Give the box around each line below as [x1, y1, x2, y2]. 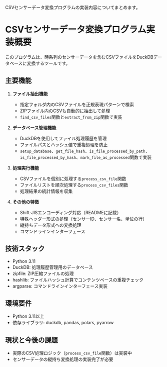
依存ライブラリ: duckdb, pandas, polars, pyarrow [12, 320, 114, 326]
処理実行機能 [12, 165, 39, 171]
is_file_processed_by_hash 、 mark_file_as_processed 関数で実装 [19, 154, 152, 160]
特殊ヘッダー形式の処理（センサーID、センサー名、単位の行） [19, 216, 147, 222]
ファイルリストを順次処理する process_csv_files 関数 [19, 181, 128, 188]
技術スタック [5, 244, 45, 253]
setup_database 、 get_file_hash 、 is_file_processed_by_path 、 [19, 148, 150, 154]
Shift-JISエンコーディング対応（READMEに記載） [19, 209, 121, 215]
